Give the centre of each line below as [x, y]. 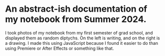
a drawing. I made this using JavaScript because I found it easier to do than [82, 43]
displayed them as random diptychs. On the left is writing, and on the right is [82, 38]
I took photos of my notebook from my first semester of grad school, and [79, 33]
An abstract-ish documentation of [76, 9]
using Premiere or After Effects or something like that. [60, 48]
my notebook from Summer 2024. [76, 19]
